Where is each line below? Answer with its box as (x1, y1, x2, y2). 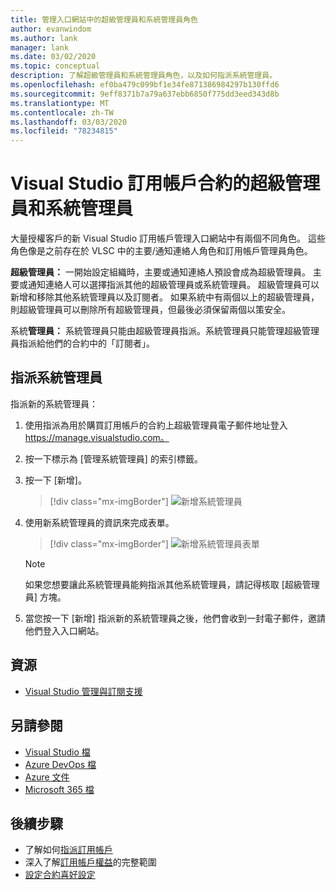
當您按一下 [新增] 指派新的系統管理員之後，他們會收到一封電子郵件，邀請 (24, 612, 326, 624)
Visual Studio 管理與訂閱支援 (24, 685, 143, 697)
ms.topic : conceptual (10, 61, 101, 71)
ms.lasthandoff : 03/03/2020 (10, 117, 128, 127)
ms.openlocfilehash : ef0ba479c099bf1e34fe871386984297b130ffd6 (10, 80, 280, 90)
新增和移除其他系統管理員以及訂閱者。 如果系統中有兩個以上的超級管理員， (10, 291, 320, 303)
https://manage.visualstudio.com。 (24, 431, 170, 443)
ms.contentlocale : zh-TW (10, 107, 114, 118)
